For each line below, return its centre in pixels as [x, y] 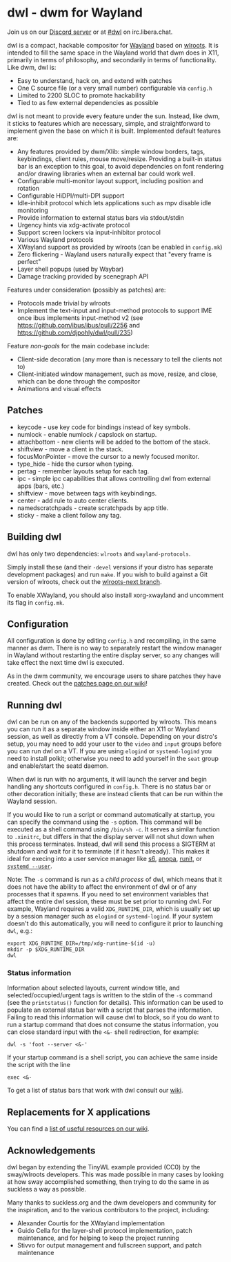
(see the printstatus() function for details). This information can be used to [115, 1003]
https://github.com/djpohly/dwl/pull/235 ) [75, 332]
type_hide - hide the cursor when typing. [75, 464]
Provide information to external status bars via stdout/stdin [101, 217]
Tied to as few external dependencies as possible [88, 102]
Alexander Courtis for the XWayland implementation [91, 1223]
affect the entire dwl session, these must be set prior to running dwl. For [110, 902]
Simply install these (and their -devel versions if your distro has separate [110, 567]
